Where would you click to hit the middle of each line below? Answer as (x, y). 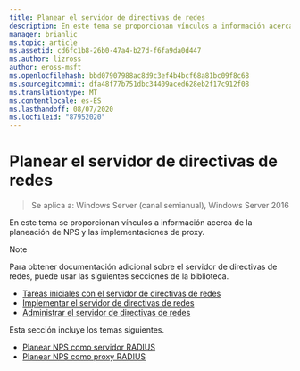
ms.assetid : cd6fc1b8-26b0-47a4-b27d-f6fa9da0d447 (105, 51)
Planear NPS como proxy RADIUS (84, 357)
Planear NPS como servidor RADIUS (89, 347)
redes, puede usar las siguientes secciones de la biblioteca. (119, 276)
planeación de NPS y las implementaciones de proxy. (107, 232)
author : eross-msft (46, 68)
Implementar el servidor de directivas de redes (108, 303)
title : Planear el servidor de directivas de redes (107, 17)
